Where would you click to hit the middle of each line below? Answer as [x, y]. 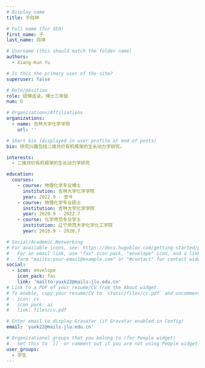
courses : [23, 180]
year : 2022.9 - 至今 [48, 197]
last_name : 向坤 [26, 40]
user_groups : [23, 349]
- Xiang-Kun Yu [31, 62]
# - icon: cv [23, 299]
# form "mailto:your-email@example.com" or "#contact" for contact [97, 259]
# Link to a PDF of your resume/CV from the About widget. [83, 287]
